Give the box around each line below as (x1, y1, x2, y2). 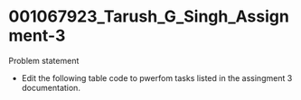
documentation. (21, 82, 80, 93)
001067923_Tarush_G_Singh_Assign (8, 6, 290, 27)
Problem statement (8, 55, 80, 66)
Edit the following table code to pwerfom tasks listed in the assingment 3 (21, 72, 293, 83)
